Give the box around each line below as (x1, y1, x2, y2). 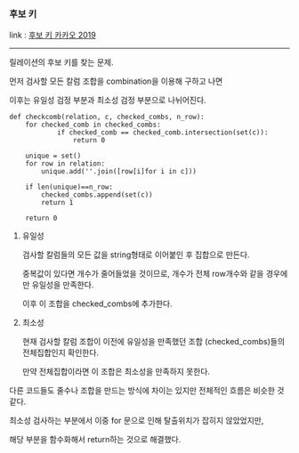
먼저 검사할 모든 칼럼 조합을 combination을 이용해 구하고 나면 (9, 76, 223, 86)
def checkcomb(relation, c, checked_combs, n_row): (9, 113, 205, 122)
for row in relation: (25, 159, 105, 168)
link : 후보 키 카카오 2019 (9, 29, 96, 41)
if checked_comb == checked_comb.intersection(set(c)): (56, 128, 269, 137)
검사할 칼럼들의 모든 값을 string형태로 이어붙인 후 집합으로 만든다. (21, 249, 250, 260)
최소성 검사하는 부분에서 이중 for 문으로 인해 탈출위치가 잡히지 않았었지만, (9, 416, 264, 426)
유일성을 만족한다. (31, 279, 94, 290)
